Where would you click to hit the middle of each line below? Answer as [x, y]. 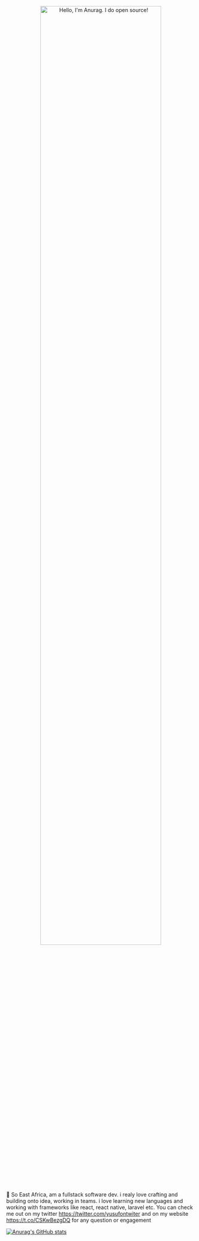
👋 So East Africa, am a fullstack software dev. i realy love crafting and [92, 1194]
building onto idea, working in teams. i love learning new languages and [95, 1201]
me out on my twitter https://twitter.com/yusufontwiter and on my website [97, 1214]
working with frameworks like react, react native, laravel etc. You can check [99, 1207]
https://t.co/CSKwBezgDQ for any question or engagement [79, 1220]
